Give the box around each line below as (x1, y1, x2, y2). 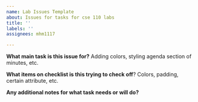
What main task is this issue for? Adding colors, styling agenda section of (6, 53, 192, 60)
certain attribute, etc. (6, 77, 59, 85)
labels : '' (6, 25, 34, 32)
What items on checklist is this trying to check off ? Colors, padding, (6, 71, 179, 78)
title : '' (6, 20, 31, 26)
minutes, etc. (6, 59, 39, 67)
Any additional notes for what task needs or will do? (6, 89, 139, 96)
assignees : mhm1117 (6, 31, 56, 37)
